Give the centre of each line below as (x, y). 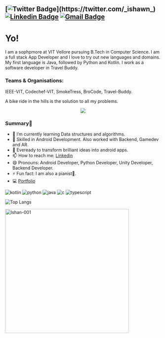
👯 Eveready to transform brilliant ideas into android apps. (70, 150)
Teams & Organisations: (35, 81)
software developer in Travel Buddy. (42, 68)
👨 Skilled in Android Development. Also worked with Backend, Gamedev (85, 139)
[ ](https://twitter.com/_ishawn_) (80, 9)
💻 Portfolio (24, 181)
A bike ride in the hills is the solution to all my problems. (62, 101)
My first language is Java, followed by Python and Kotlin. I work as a (75, 63)
